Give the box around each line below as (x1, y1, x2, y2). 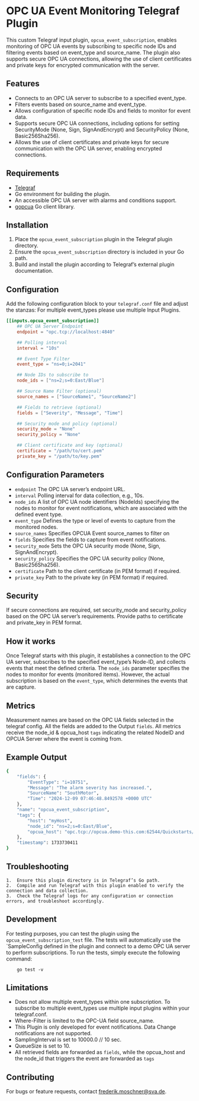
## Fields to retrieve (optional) (17, 404, 102, 410)
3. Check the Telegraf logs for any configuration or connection (6, 893, 174, 899)
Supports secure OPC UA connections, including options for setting (14, 120, 179, 127)
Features (6, 79, 40, 89)
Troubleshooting (6, 862, 69, 872)
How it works (6, 636, 56, 646)
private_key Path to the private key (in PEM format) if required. (14, 574, 169, 581)
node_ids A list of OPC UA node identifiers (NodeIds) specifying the (14, 498, 179, 505)
